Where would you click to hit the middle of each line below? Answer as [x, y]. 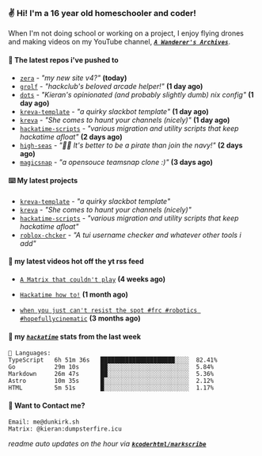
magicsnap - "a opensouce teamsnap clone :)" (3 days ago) [116, 162]
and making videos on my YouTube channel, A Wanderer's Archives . [120, 42]
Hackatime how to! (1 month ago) [74, 294]
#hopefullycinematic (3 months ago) [80, 318]
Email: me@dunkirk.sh [44, 422]
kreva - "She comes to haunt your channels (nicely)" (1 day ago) [125, 120]
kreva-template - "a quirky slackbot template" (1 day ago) [114, 111]
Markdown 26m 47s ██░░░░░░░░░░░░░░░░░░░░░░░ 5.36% [111, 374]
